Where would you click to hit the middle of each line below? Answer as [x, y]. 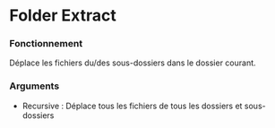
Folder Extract [63, 16]
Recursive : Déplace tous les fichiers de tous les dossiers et [132, 106]
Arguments [34, 86]
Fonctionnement [46, 44]
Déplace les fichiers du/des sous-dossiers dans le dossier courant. [133, 63]
